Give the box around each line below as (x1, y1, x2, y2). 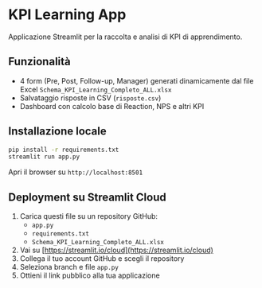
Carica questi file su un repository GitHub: (19, 212, 158, 221)
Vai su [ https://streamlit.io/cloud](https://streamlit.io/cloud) (19, 245, 213, 255)
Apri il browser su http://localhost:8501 (8, 167, 143, 177)
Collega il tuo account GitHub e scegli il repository (19, 254, 185, 263)
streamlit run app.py (8, 153, 80, 161)
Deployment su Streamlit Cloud (8, 190, 166, 204)
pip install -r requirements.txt (8, 146, 119, 154)
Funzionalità (8, 55, 71, 68)
